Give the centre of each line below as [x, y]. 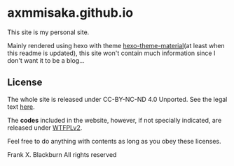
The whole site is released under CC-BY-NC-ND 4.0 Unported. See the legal [117, 99]
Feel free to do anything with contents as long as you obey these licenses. [115, 141]
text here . [21, 107]
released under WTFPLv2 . [45, 128]
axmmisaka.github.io [70, 13]
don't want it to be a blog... [46, 60]
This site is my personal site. [48, 32]
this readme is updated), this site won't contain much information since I [111, 53]
